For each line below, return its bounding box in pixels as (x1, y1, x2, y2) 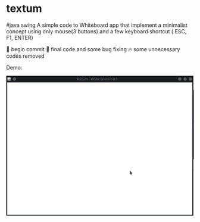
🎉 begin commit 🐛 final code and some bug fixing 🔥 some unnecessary (6, 45, 180, 52)
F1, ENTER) (6, 34, 34, 41)
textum (6, 2, 42, 15)
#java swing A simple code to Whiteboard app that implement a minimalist (6, 21, 187, 29)
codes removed (6, 52, 45, 60)
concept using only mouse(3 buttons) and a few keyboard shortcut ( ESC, (6, 27, 187, 35)
